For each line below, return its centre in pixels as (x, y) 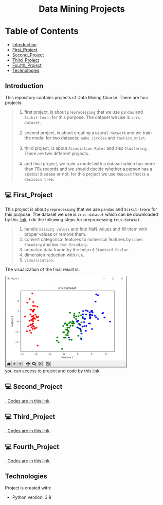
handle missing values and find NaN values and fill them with (86, 229)
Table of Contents (42, 31)
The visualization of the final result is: (43, 269)
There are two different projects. (57, 153)
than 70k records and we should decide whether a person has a (88, 169)
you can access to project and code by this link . (53, 371)
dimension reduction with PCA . (54, 255)
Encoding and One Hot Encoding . (56, 244)
